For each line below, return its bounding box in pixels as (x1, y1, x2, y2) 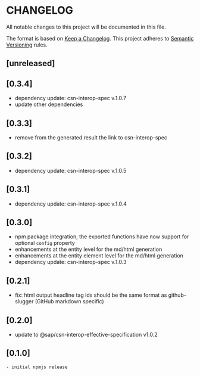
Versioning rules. (6, 41, 48, 48)
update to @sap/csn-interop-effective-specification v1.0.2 (14, 331, 158, 338)
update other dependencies (14, 101, 83, 108)
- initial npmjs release (6, 364, 68, 370)
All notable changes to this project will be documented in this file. (6, 23, 167, 30)
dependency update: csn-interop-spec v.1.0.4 (14, 200, 127, 207)
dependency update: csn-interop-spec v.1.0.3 (14, 259, 127, 266)
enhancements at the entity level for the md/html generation (14, 246, 162, 253)
